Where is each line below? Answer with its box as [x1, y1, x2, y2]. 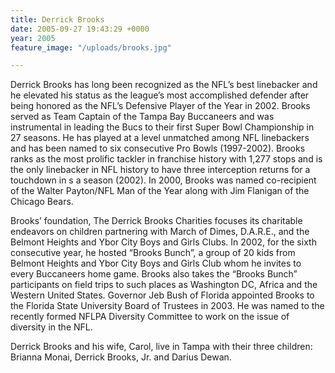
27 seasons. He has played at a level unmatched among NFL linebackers [10, 132, 310, 144]
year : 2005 [10, 33, 56, 43]
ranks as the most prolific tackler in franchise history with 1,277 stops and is [10, 153, 323, 165]
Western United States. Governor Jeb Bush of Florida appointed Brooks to [10, 289, 315, 301]
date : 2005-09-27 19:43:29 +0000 [10, 24, 150, 34]
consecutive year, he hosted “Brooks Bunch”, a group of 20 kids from [10, 247, 296, 259]
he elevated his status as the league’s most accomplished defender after [10, 89, 310, 101]
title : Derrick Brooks [10, 14, 105, 25]
